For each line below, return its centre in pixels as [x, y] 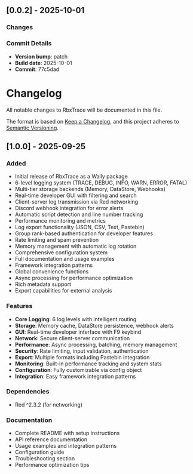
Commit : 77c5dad [37, 69]
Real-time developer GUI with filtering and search [76, 196]
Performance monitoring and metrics [60, 221]
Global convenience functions [52, 272]
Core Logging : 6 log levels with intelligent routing [76, 319]
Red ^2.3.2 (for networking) [48, 404]
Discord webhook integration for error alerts [69, 208]
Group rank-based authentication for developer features [84, 233]
